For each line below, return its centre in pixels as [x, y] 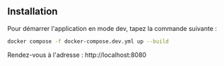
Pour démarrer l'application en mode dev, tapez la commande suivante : [112, 28]
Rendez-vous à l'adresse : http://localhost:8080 [77, 55]
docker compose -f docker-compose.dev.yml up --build [88, 41]
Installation [33, 12]
